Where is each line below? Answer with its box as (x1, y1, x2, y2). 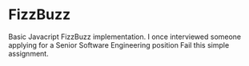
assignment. (8, 49, 50, 58)
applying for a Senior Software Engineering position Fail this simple (8, 40, 230, 49)
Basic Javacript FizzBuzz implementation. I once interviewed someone (8, 32, 242, 41)
